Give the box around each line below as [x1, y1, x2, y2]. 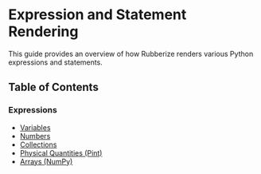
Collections [19, 140, 57, 149]
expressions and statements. [8, 57, 103, 67]
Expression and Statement [8, 6, 187, 24]
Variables [19, 122, 51, 132]
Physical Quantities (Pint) [19, 148, 103, 157]
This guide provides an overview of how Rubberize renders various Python [8, 49, 254, 58]
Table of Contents [8, 81, 99, 94]
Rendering [8, 22, 79, 41]
